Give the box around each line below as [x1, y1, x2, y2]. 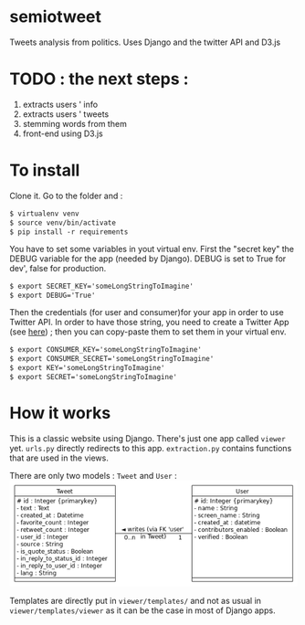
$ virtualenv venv [9, 208, 79, 218]
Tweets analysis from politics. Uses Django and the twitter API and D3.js [9, 37, 281, 48]
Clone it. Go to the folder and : [9, 190, 123, 201]
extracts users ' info [22, 99, 99, 110]
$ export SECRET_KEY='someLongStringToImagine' [9, 281, 195, 291]
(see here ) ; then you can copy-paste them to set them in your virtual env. [9, 326, 287, 337]
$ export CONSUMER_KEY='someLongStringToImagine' [9, 344, 203, 354]
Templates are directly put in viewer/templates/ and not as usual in [9, 595, 262, 606]
